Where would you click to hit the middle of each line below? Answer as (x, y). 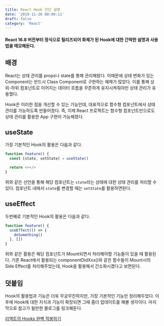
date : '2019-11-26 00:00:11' (35, 14)
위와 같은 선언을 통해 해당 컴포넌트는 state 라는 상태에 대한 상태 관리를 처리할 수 (81, 182)
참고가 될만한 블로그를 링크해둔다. (50, 308)
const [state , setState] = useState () (49, 159)
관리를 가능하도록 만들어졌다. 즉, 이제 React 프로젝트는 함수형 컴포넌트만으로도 (80, 110)
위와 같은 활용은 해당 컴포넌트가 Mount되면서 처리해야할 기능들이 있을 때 (74, 254)
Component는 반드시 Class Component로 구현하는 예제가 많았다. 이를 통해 (77, 81)
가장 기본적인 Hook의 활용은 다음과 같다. (44, 145)
